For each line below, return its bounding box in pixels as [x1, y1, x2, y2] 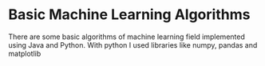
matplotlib [8, 49, 42, 58]
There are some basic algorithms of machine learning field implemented [8, 32, 245, 41]
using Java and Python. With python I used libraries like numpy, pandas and [8, 40, 258, 49]
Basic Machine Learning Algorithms [8, 6, 251, 24]
